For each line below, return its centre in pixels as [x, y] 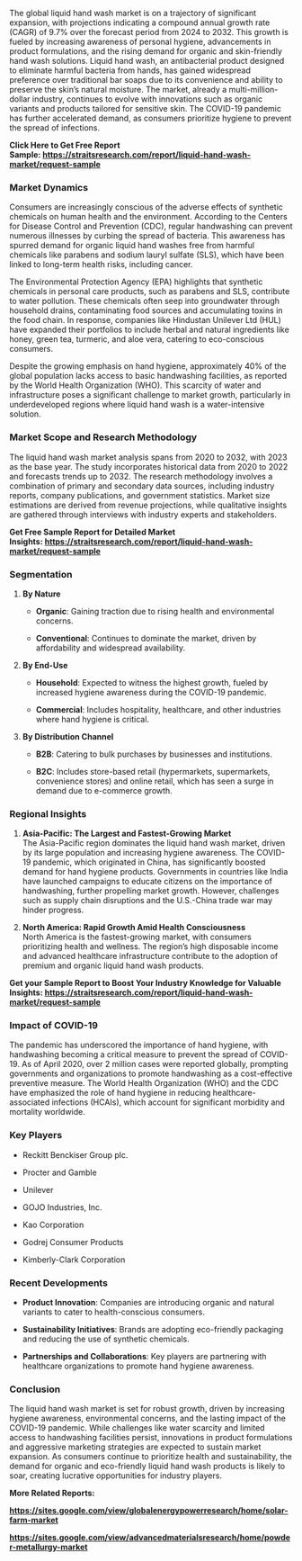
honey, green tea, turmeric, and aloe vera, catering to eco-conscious [137, 339]
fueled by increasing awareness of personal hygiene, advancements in [140, 41]
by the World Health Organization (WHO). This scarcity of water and [135, 385]
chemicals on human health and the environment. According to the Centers [148, 217]
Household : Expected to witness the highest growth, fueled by [152, 682]
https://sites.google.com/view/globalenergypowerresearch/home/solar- [149, 1511]
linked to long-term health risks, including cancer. [101, 265]
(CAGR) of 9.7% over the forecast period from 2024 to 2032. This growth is [149, 32]
